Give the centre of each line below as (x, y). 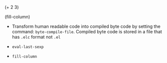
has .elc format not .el (36, 37)
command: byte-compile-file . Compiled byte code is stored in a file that (87, 31)
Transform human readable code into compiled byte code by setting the (86, 26)
